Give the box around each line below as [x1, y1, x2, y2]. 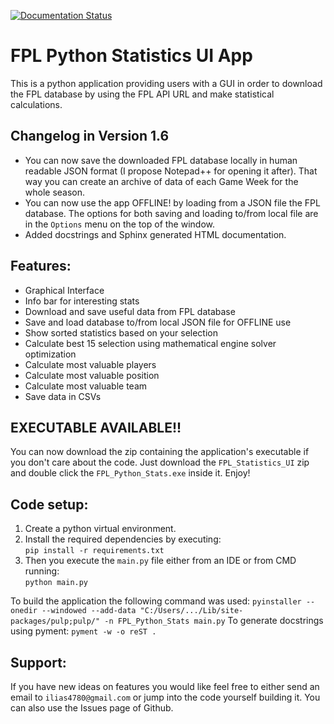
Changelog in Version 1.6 [10, 128, 170, 145]
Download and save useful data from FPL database [24, 305, 236, 317]
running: [24, 565, 60, 577]
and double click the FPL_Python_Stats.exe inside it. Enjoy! [10, 467, 251, 479]
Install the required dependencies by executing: [24, 533, 222, 545]
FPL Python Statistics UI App [10, 45, 253, 67]
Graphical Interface [24, 284, 105, 296]
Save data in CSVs [24, 390, 102, 402]
